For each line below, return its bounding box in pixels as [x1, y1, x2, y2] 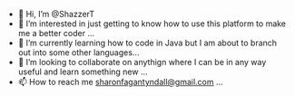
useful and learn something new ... [17, 66, 148, 77]
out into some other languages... [17, 47, 140, 58]
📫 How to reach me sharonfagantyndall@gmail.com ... [17, 77, 224, 87]
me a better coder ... [17, 28, 95, 38]
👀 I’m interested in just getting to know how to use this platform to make [17, 18, 287, 29]
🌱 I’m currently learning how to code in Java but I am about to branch [17, 37, 278, 48]
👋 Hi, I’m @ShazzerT [17, 9, 95, 19]
